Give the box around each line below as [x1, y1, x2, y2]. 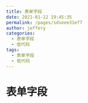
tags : [6, 47, 19, 53]
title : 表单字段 [6, 8, 42, 15]
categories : [6, 31, 35, 36]
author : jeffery [6, 25, 46, 31]
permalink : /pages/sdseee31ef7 [6, 19, 83, 25]
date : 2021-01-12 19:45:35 [6, 14, 72, 20]
